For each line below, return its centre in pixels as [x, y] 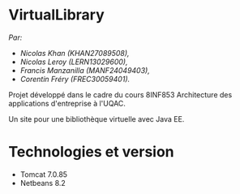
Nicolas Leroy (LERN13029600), [74, 62]
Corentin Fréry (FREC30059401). [75, 79]
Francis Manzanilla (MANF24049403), [85, 70]
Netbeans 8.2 [43, 183]
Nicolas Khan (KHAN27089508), [75, 53]
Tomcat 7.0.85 [43, 174]
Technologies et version [91, 152]
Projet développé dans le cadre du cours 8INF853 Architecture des [120, 94]
